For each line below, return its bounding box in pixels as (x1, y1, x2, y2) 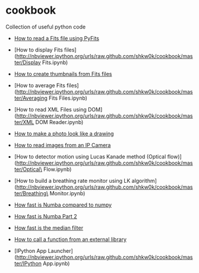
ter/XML (14, 118, 34, 125)
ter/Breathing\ (14, 189, 49, 196)
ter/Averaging (14, 94, 48, 101)
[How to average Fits (14, 81, 66, 89)
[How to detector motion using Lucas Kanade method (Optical (14, 153, 166, 160)
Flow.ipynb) (43, 166, 72, 173)
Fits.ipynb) (42, 59, 68, 66)
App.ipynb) (43, 259, 70, 267)
